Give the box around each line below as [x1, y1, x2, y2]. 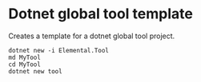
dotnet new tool [8, 67, 62, 76]
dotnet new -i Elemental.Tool [8, 46, 110, 54]
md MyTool [8, 53, 42, 61]
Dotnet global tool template [8, 5, 194, 23]
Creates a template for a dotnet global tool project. [8, 31, 175, 41]
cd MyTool [8, 61, 42, 68]
